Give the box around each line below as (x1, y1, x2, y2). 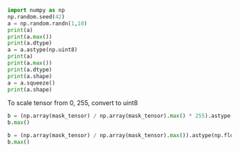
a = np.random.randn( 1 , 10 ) (7, 20, 87, 27)
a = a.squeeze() (7, 79, 55, 87)
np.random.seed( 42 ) (7, 13, 65, 21)
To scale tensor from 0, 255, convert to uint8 (7, 99, 139, 107)
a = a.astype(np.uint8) (7, 46, 78, 53)
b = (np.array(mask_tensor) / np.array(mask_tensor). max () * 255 (7, 112, 205, 120)
